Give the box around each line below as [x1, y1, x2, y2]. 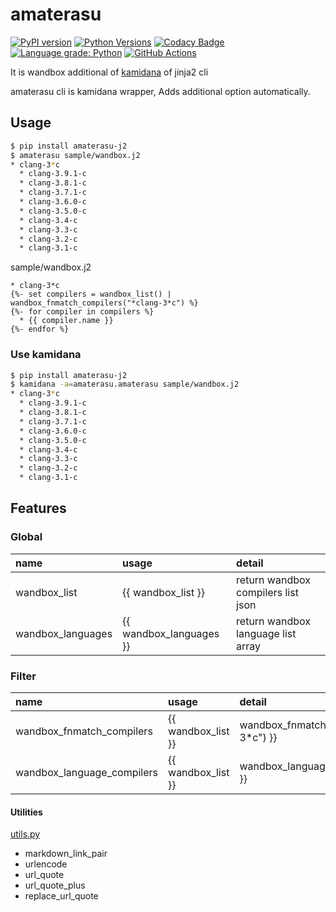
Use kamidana [10, 348, 82, 362]
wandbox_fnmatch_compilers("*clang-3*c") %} [10, 298, 199, 308]
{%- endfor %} [10, 324, 70, 335]
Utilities [10, 806, 43, 818]
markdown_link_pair [24, 848, 108, 860]
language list [236, 626, 297, 640]
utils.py [10, 828, 41, 840]
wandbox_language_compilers [15, 766, 159, 780]
